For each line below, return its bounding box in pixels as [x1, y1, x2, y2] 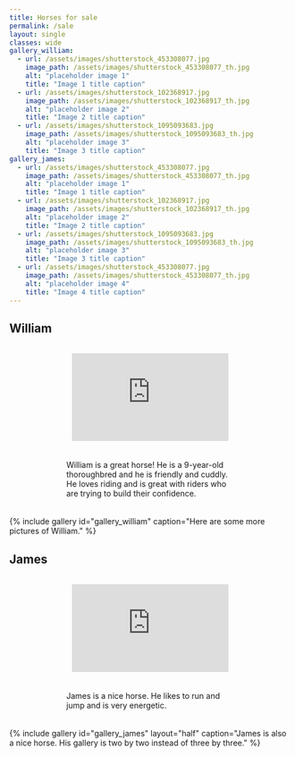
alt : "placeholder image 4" [25, 279, 130, 288]
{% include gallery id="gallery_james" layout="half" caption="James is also [9, 728, 287, 739]
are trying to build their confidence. [66, 489, 197, 499]
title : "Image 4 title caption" [25, 287, 146, 296]
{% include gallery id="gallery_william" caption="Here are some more [9, 516, 265, 527]
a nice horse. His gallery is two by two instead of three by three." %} [9, 737, 261, 748]
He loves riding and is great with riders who [66, 479, 227, 489]
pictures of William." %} [9, 525, 97, 537]
